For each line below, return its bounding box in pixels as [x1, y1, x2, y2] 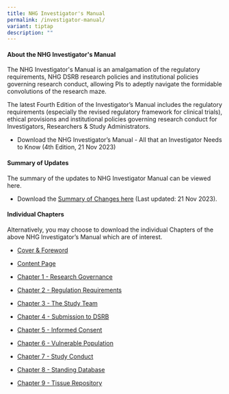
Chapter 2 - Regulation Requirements [16, 286, 122, 294]
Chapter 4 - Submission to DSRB [16, 312, 109, 321]
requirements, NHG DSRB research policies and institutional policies [7, 73, 199, 81]
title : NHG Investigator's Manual [7, 10, 106, 17]
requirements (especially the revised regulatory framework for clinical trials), [7, 108, 223, 116]
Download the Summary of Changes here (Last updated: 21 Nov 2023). [16, 195, 217, 203]
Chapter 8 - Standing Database [16, 365, 105, 373]
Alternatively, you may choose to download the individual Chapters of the [7, 225, 214, 234]
